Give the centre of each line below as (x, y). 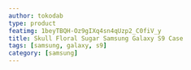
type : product (33, 23)
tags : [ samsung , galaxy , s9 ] (58, 46)
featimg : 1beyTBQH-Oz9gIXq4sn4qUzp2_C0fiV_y (85, 31)
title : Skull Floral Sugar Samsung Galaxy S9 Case (96, 38)
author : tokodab (36, 16)
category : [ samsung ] (43, 53)
